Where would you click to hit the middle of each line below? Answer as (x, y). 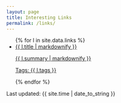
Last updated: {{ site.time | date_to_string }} (61, 94)
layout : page (23, 12)
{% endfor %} (33, 82)
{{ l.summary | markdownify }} (53, 59)
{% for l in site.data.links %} (50, 41)
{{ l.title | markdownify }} (46, 47)
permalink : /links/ (31, 23)
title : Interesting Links (39, 18)
